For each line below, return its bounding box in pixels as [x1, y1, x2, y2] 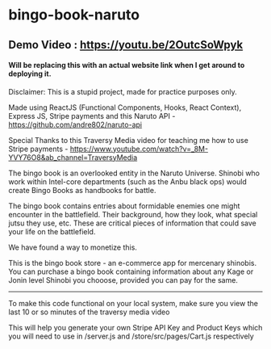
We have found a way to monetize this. [8, 242, 137, 252]
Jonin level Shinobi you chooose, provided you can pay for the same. [8, 275, 238, 284]
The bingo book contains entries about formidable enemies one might [8, 200, 240, 211]
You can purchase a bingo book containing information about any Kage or [8, 267, 254, 276]
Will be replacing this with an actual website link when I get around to [8, 61, 245, 70]
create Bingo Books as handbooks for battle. [8, 185, 156, 195]
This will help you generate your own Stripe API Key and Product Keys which [8, 322, 263, 332]
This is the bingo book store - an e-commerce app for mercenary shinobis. [8, 258, 256, 267]
